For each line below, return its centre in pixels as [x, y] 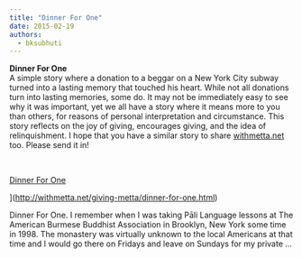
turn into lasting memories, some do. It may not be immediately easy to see [149, 97]
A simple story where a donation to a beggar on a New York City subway [144, 78]
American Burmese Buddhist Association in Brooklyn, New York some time [148, 225]
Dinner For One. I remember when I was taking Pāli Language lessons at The [151, 215]
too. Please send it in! [50, 145]
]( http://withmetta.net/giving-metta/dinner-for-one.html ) [114, 198]
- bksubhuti [40, 43]
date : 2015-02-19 [42, 26]
